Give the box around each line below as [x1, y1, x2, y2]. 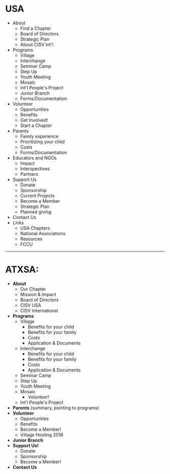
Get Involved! [20, 117, 48, 123]
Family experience [20, 133, 59, 139]
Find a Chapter [20, 25, 52, 31]
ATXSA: [5, 264, 39, 275]
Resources [20, 236, 43, 242]
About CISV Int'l [20, 41, 54, 47]
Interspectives [20, 166, 50, 172]
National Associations [20, 230, 66, 236]
